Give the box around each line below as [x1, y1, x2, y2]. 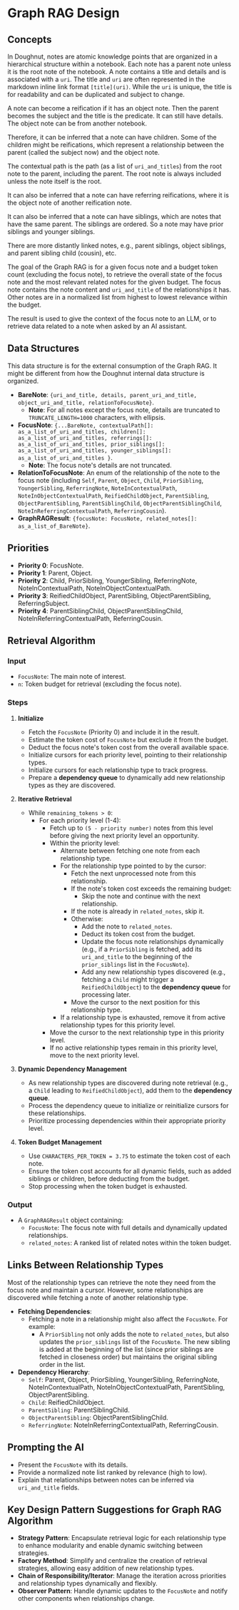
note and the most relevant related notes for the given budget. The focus [7, 278, 221, 286]
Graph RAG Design [7, 5, 120, 21]
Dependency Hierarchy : [17, 1368, 91, 1376]
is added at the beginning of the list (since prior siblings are [39, 1345, 214, 1353]
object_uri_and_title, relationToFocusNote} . [17, 398, 155, 406]
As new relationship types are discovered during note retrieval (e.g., [28, 1078, 228, 1087]
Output [7, 1199, 33, 1209]
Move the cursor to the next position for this [71, 998, 200, 1006]
